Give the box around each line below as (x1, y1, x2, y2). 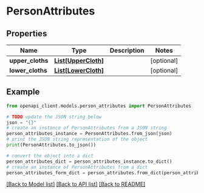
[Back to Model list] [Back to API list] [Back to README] (6, 180, 146, 188)
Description (109, 47, 144, 54)
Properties (6, 28, 47, 39)
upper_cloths (9, 56, 49, 65)
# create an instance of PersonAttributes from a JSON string (6, 125, 167, 131)
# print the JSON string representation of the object (6, 136, 148, 143)
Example (6, 87, 40, 97)
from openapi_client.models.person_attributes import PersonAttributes (6, 103, 191, 109)
